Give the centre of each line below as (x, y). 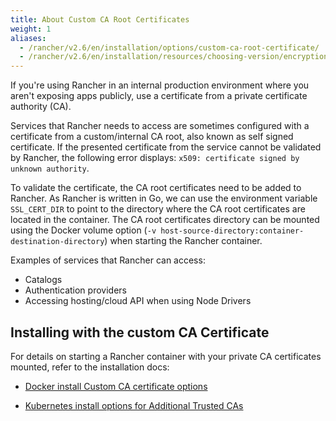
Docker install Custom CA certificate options (116, 386)
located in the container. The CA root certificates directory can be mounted (165, 220)
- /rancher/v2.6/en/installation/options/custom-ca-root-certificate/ (169, 47)
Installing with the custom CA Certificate (140, 332)
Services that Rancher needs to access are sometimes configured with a (160, 126)
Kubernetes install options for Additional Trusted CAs (134, 405)
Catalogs (43, 280)
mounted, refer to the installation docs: (90, 367)
